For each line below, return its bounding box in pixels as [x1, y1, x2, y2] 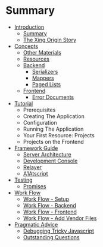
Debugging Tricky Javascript [23, 227, 95, 234]
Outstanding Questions [23, 233, 80, 240]
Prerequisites [23, 106, 56, 113]
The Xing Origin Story [23, 36, 77, 43]
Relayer [23, 163, 42, 171]
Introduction [14, 23, 45, 31]
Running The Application [23, 125, 84, 132]
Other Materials [23, 49, 62, 56]
